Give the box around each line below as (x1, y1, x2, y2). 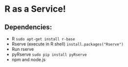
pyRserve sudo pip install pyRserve (11, 51, 87, 57)
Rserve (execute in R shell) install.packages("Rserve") (11, 41, 124, 47)
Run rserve (11, 46, 34, 52)
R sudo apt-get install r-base (11, 36, 75, 42)
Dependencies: (4, 23, 52, 31)
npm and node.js (11, 57, 46, 62)
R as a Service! (4, 3, 66, 15)
